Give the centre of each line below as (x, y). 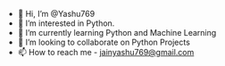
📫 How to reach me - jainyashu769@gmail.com (106, 52)
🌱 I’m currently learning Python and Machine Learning (117, 33)
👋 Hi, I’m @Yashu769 (56, 14)
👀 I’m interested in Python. (66, 23)
